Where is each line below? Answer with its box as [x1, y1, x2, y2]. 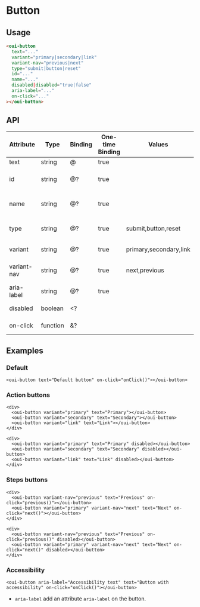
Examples [6, 345, 43, 355]
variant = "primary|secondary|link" [11, 54, 97, 60]
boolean [40, 304, 64, 312]
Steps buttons [6, 476, 48, 484]
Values [148, 140, 168, 149]
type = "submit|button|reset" [11, 65, 82, 72]
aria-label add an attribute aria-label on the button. [14, 595, 146, 602]
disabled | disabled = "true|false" [11, 82, 92, 88]
